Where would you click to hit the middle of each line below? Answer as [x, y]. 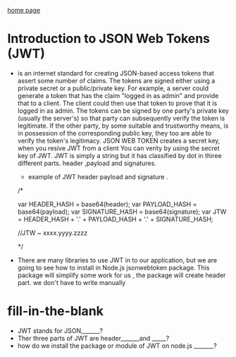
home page [24, 10]
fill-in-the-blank [56, 311]
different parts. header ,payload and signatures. [87, 163]
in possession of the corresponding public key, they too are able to [114, 133]
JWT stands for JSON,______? [60, 330]
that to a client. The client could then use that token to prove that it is [117, 103]
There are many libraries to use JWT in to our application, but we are [117, 260]
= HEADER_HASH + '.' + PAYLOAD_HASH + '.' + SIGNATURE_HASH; [115, 219]
